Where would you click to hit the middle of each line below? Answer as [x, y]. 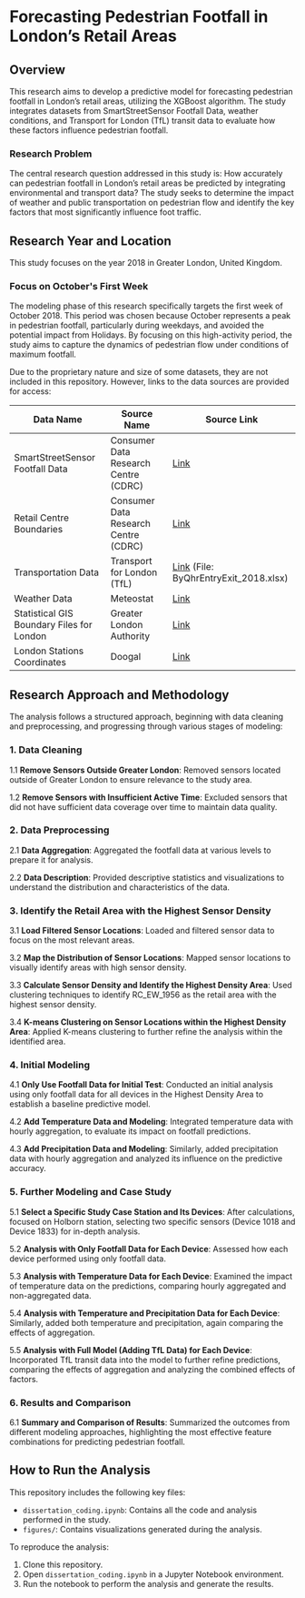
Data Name [58, 420]
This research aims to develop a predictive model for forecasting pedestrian [151, 91]
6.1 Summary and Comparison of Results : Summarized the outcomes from [150, 1422]
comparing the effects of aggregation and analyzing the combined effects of [152, 1369]
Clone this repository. [63, 1564]
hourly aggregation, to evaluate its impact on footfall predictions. [130, 1131]
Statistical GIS [44, 613]
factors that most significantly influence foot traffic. [105, 212]
